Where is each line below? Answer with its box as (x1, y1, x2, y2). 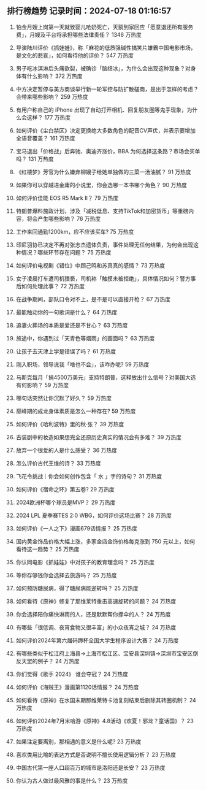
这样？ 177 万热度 (26, 113, 71, 121)
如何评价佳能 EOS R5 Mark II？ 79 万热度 (15, 194, 119, 201)
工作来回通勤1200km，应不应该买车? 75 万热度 (15, 228, 134, 235)
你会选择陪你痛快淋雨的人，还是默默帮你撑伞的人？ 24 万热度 (15, 610, 171, 618)
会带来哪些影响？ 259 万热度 (15, 93, 88, 100)
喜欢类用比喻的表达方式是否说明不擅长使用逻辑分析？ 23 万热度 (15, 751, 177, 758)
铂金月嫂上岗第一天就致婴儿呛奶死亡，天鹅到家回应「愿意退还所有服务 (15, 23, 194, 31)
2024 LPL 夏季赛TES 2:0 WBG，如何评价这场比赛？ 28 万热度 (15, 512, 172, 519)
